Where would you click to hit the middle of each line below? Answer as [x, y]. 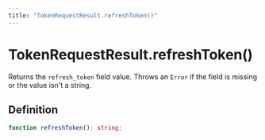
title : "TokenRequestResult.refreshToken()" [83, 15]
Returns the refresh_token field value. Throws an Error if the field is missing [133, 77]
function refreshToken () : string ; [65, 128]
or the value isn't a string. [50, 85]
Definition [33, 110]
